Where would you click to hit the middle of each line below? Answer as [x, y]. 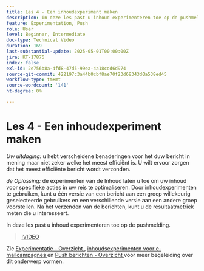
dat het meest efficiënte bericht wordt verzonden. [68, 169]
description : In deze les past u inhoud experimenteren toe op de [92, 18]
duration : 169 [24, 46]
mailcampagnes [26, 255]
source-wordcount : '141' [38, 86]
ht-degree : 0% [24, 91]
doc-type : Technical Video [40, 40]
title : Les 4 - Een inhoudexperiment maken [62, 12]
